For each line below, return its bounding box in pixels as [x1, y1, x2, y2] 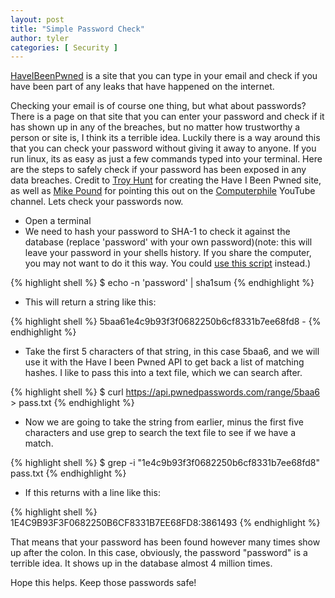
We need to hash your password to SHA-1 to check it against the [24, 226, 291, 238]
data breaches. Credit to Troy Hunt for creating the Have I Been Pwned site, [10, 174, 322, 186]
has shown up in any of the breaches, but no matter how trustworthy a [10, 121, 301, 133]
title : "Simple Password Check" [10, 24, 145, 34]
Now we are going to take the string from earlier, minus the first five [24, 416, 304, 428]
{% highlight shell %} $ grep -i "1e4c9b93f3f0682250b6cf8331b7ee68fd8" [10, 457, 320, 469]
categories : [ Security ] [10, 42, 118, 53]
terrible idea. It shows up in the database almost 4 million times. [10, 557, 273, 570]
